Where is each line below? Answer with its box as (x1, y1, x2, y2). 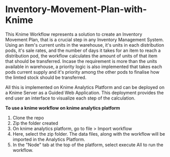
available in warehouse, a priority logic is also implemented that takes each (5, 64, 162, 70)
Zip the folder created (12, 120, 58, 126)
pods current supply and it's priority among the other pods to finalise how (5, 69, 160, 75)
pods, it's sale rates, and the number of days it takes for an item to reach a (5, 47, 161, 53)
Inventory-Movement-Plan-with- (5, 4, 147, 15)
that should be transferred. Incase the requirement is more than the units (5, 58, 157, 64)
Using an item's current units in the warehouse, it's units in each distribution (5, 42, 164, 48)
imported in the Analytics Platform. (12, 136, 85, 142)
